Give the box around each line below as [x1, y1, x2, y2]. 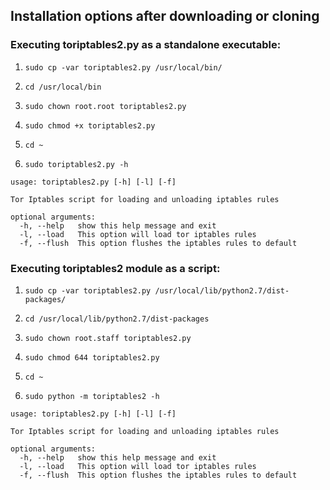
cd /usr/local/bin [24, 82, 102, 92]
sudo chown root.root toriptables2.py [24, 101, 187, 111]
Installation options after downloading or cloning [10, 8, 320, 25]
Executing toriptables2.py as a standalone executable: [10, 38, 282, 52]
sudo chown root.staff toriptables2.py [24, 333, 192, 343]
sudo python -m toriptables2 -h [24, 391, 160, 401]
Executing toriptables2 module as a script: [10, 261, 221, 275]
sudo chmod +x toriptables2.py [24, 120, 156, 131]
